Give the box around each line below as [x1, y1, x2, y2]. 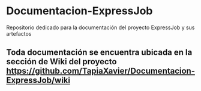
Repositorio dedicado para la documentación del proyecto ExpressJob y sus [6, 24, 195, 31]
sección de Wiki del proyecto [6, 57, 117, 67]
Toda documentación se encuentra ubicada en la [6, 48, 193, 58]
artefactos [6, 30, 32, 37]
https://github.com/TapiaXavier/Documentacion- [6, 66, 196, 76]
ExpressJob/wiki [6, 76, 71, 86]
